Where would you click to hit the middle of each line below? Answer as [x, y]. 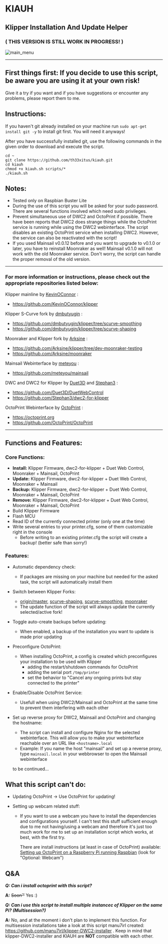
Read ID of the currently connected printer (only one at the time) [78, 521]
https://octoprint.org [33, 417]
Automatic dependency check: [44, 567]
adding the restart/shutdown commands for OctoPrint [82, 667]
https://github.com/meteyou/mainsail [50, 373]
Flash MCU [24, 516]
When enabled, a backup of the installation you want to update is [87, 631]
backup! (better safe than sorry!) [53, 543]
